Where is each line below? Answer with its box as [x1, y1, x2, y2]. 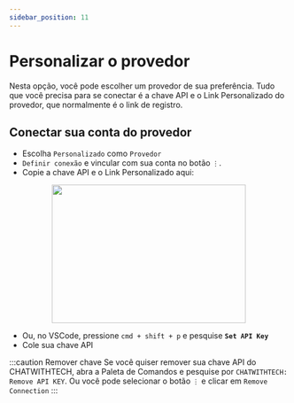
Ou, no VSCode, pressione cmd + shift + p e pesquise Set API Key [21, 330, 269, 341]
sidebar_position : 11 [9, 12, 89, 22]
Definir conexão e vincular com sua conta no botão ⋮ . [21, 158, 222, 168]
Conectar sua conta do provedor [9, 125, 192, 140]
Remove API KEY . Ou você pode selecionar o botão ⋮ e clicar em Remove [9, 376, 268, 386]
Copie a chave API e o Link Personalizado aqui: [21, 167, 195, 178]
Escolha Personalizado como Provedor [21, 148, 162, 159]
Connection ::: [9, 385, 58, 396]
